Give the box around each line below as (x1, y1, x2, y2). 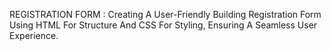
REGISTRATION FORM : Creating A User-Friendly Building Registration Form (9, 9, 322, 20)
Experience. (9, 30, 59, 41)
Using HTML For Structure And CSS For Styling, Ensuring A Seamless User (9, 19, 318, 31)
